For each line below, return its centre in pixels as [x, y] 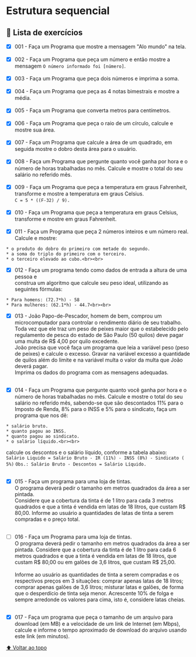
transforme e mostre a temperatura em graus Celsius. [79, 193]
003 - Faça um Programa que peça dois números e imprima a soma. [97, 79]
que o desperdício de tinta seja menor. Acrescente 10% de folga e [94, 593]
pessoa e [25, 277]
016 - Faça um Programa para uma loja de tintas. [73, 537]
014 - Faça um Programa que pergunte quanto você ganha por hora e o [101, 390]
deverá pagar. [31, 366]
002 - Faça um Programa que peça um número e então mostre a [92, 59]
